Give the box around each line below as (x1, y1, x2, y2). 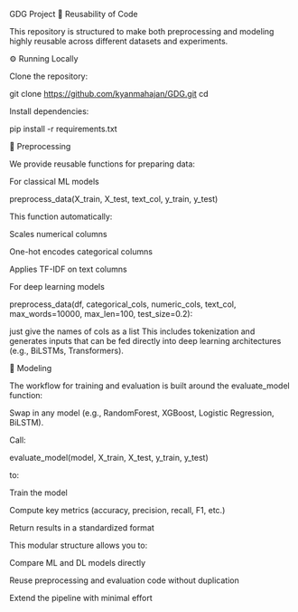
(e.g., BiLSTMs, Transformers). (9, 345, 125, 356)
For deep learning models (9, 282, 106, 292)
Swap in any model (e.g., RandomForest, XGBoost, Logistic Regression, (9, 407, 275, 418)
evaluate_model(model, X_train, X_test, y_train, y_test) (9, 453, 210, 463)
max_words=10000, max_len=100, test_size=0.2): (9, 309, 193, 319)
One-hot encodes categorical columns (9, 246, 154, 257)
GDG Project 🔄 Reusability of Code (9, 9, 138, 19)
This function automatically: (9, 211, 113, 222)
